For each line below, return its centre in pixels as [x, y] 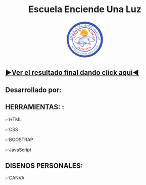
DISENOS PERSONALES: [44, 166]
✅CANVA [15, 178]
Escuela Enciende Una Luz [85, 9]
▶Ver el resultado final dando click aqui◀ [72, 73]
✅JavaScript [18, 150]
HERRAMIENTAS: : [35, 107]
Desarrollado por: [33, 90]
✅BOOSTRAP [19, 140]
